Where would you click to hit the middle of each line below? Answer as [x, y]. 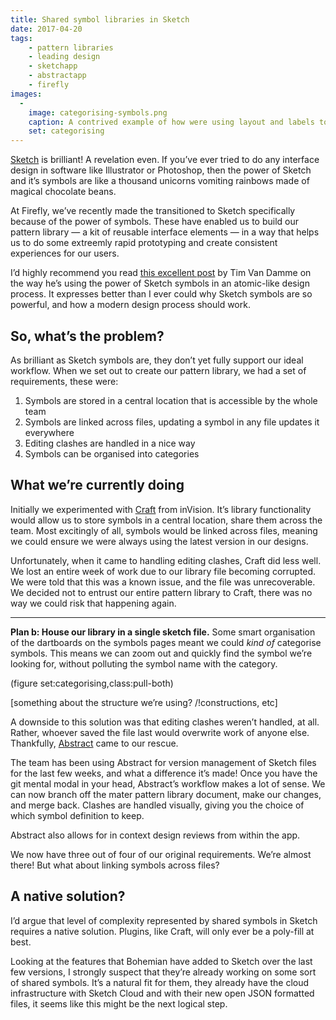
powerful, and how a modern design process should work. [130, 305]
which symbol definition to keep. [77, 815]
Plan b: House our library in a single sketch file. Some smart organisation [163, 632]
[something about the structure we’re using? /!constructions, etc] [144, 702]
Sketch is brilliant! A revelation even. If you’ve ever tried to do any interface [165, 160]
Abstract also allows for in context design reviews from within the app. [155, 835]
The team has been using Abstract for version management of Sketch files [163, 762]
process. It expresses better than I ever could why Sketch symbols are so [161, 294]
